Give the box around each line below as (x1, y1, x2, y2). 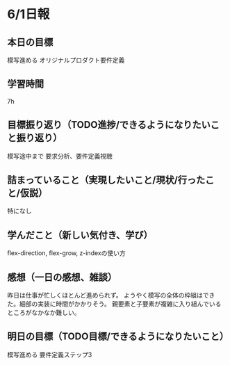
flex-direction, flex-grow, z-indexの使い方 (7, 249, 126, 257)
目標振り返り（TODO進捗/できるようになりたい (7, 119, 211, 131)
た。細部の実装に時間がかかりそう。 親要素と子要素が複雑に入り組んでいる (7, 300, 222, 308)
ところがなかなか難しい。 (7, 309, 81, 317)
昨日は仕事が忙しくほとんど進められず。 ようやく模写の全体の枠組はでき (7, 291, 215, 300)
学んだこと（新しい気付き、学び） (7, 229, 153, 241)
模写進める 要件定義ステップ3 (7, 350, 92, 359)
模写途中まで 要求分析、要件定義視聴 (7, 152, 113, 160)
